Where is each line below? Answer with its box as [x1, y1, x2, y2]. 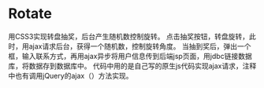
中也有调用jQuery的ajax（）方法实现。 [8, 71, 133, 80]
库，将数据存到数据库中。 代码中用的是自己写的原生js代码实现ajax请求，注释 [8, 60, 257, 71]
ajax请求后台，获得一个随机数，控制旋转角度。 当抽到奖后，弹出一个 [28, 41, 251, 51]
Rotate [8, 5, 53, 23]
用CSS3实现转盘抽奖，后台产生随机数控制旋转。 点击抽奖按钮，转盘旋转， [8, 31, 250, 41]
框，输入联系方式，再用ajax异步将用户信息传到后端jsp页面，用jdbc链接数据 [8, 51, 252, 60]
